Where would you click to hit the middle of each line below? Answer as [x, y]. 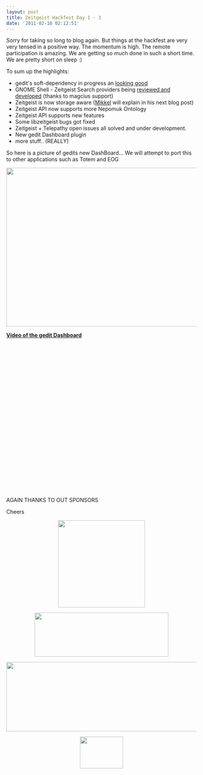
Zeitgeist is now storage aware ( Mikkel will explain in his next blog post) [104, 102]
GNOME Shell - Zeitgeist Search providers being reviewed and [93, 90]
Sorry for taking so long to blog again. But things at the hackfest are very [97, 41]
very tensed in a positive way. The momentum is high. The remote [89, 47]
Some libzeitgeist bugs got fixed [55, 122]
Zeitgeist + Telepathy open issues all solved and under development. [101, 129]
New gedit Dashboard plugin [50, 135]
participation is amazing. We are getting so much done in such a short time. [100, 53]
